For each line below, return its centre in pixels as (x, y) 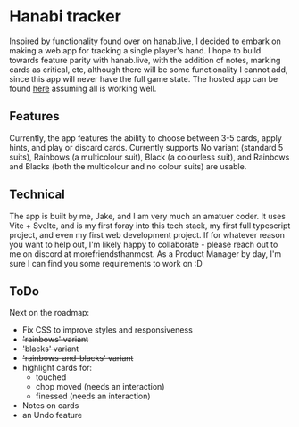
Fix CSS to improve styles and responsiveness (108, 330)
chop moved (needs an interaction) (100, 387)
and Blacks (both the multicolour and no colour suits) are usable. (128, 166)
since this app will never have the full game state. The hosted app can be (144, 78)
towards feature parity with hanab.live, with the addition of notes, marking (145, 60)
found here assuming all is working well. (83, 88)
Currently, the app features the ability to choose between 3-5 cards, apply (146, 138)
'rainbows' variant (55, 340)
